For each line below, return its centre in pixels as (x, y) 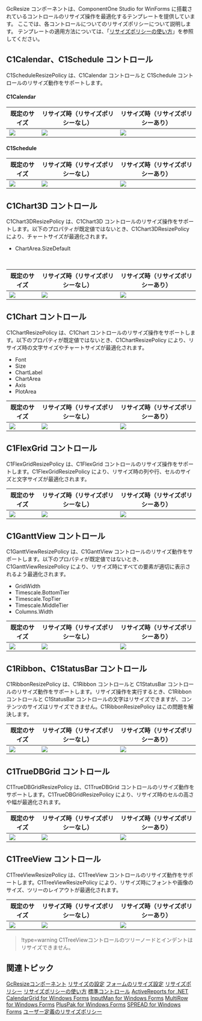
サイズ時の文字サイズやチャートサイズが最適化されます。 (77, 347)
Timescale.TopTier (38, 599)
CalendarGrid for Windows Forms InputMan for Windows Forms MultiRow (97, 998)
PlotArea (26, 391)
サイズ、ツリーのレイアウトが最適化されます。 (64, 890)
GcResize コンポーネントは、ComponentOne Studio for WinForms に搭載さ (99, 9)
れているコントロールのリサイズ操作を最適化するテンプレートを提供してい (98, 16)
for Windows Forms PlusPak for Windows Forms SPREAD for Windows (93, 1004)
